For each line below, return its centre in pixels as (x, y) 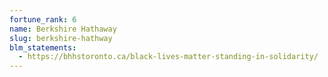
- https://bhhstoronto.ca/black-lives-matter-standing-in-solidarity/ (168, 57)
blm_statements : (43, 47)
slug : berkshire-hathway (61, 38)
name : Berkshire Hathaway (63, 29)
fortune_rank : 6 (43, 19)
